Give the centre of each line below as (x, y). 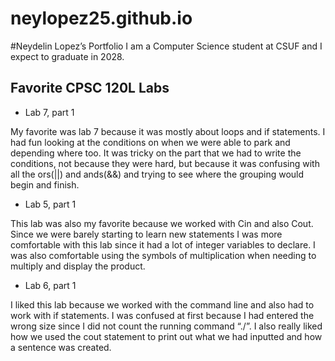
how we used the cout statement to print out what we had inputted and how (166, 336)
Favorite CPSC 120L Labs (90, 88)
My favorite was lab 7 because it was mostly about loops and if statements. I (168, 131)
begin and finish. (45, 184)
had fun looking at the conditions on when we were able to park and (150, 142)
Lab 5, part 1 (50, 204)
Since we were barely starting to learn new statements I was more (146, 234)
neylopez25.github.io (101, 18)
